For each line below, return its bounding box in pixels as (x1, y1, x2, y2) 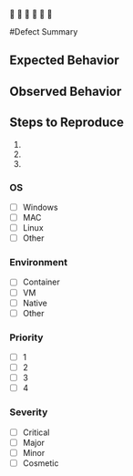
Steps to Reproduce (9, 115, 125, 130)
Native (22, 297, 47, 308)
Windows (22, 202, 58, 212)
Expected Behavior (9, 53, 120, 68)
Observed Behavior (9, 83, 122, 99)
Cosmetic (22, 457, 59, 469)
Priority (9, 331, 44, 344)
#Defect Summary (9, 26, 78, 36)
